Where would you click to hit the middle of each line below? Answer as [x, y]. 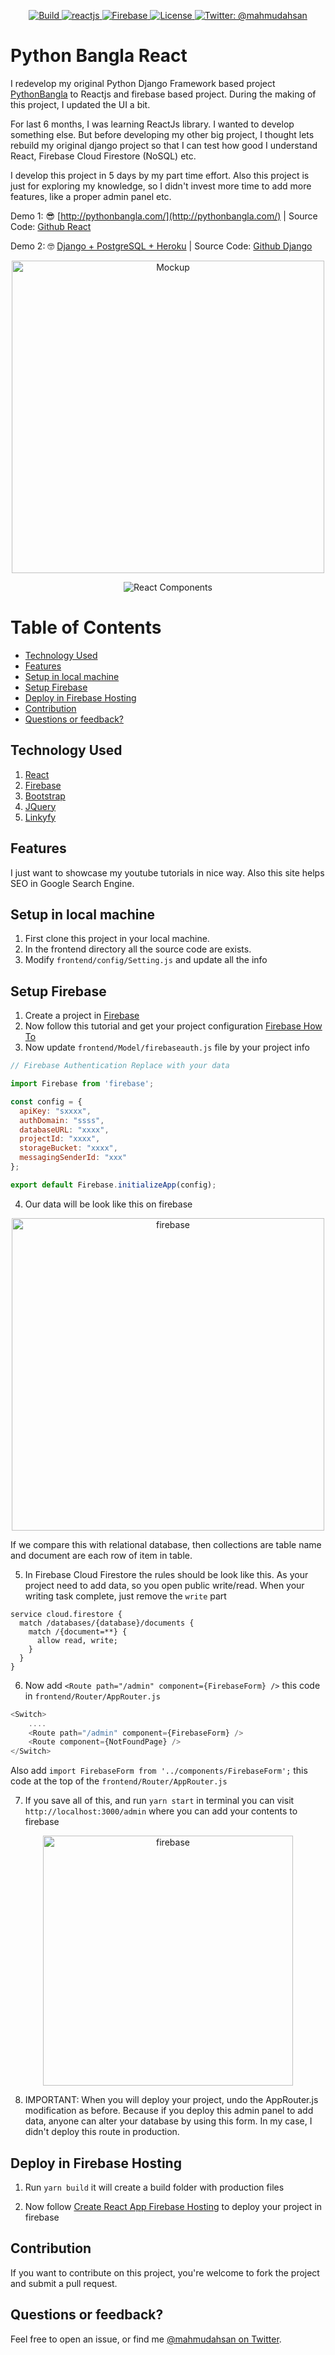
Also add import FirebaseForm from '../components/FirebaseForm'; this [159, 1771]
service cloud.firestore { [66, 1614]
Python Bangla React [99, 56]
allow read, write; [77, 1640]
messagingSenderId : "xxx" [73, 1158]
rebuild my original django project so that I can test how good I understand [164, 145]
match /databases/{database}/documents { [107, 1623]
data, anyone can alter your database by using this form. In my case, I [168, 2121]
